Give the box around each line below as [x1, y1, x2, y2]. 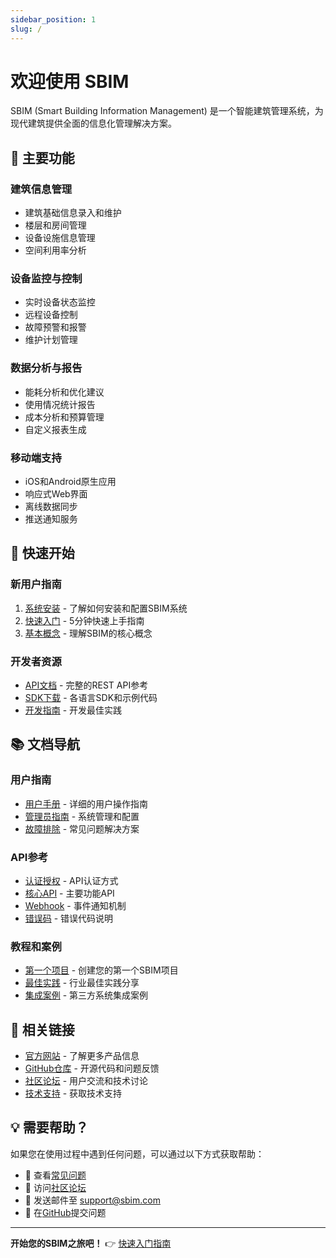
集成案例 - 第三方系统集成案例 [24, 989, 149, 1001]
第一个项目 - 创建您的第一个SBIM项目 [24, 964, 179, 976]
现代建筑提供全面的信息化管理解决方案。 [10, 117, 177, 130]
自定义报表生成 [24, 423, 87, 435]
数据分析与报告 [10, 361, 83, 375]
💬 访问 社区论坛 [24, 1181, 87, 1193]
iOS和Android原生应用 [24, 476, 117, 488]
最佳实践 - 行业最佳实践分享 [24, 977, 140, 989]
